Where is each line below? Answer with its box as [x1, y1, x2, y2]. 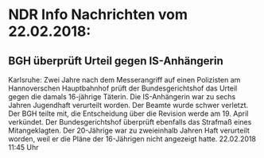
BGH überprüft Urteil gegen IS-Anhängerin [8, 54, 224, 67]
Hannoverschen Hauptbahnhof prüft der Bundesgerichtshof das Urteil [8, 83, 238, 93]
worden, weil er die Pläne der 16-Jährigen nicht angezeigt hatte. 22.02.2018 [8, 134, 257, 144]
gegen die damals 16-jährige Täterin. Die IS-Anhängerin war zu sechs [8, 92, 236, 101]
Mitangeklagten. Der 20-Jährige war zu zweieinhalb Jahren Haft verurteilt [8, 125, 250, 135]
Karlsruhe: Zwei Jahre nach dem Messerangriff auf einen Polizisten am [8, 75, 241, 84]
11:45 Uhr [8, 143, 39, 152]
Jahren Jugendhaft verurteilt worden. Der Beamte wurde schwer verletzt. [8, 101, 249, 110]
